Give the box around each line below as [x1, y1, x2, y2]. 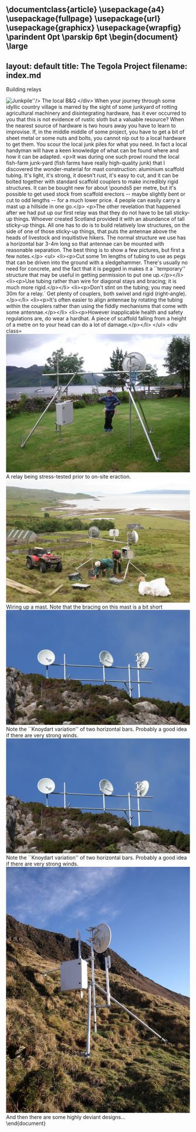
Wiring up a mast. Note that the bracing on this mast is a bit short [6, 603, 163, 610]
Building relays [6, 86, 42, 93]
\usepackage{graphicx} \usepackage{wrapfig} [6, 23, 182, 33]
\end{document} [6, 1120, 46, 1127]
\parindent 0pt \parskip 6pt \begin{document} [6, 32, 178, 42]
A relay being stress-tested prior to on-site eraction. [6, 473, 131, 480]
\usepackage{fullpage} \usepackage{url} [6, 14, 161, 24]
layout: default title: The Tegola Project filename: [6, 61, 188, 71]
